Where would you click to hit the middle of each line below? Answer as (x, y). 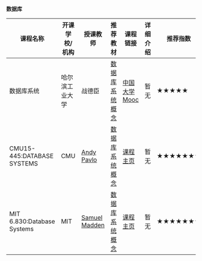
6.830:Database (32, 221)
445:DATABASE (32, 156)
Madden (93, 225)
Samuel (92, 217)
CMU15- (23, 148)
